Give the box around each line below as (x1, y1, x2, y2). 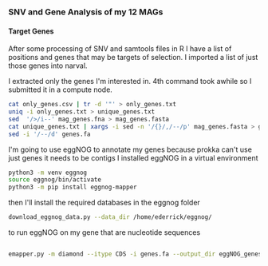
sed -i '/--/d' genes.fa (8, 130, 91, 138)
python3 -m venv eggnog (8, 169, 88, 177)
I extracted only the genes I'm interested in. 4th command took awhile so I (8, 77, 252, 86)
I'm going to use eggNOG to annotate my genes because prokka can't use (8, 145, 253, 154)
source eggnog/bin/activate (8, 176, 102, 184)
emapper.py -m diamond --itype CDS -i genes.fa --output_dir (8, 250, 216, 258)
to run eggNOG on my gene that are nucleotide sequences (8, 228, 201, 237)
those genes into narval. (8, 61, 88, 70)
